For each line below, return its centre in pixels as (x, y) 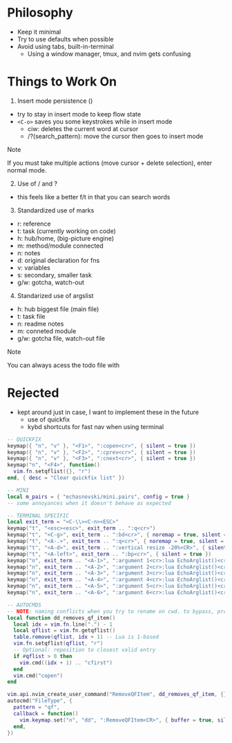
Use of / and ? (37, 184)
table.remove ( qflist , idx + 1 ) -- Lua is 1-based (86, 637)
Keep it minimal (39, 32)
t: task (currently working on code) (66, 231)
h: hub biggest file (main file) (58, 309)
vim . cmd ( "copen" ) (38, 675)
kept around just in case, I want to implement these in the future (108, 412)
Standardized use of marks (56, 210)
